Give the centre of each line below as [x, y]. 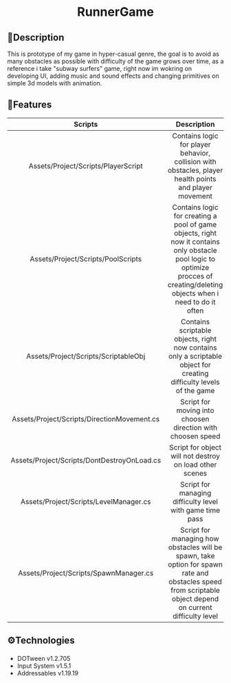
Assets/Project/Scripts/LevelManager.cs [86, 501]
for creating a [195, 216]
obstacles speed [195, 581]
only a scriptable [195, 356]
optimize [195, 267]
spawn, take [195, 556]
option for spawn [196, 564]
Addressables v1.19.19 [48, 673]
